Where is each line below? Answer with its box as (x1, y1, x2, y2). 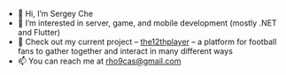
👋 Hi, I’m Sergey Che (17, 9, 94, 19)
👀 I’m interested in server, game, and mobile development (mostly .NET (17, 18, 277, 28)
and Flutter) (17, 27, 60, 37)
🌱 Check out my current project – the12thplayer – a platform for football (17, 36, 277, 47)
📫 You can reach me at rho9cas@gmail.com (17, 56, 182, 66)
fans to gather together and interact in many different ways (17, 46, 233, 56)
